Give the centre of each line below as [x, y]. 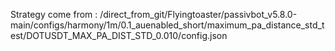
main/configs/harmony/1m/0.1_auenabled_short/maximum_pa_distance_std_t [167, 25]
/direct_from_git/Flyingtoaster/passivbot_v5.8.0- [198, 14]
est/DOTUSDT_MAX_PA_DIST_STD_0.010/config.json [119, 35]
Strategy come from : [54, 14]
